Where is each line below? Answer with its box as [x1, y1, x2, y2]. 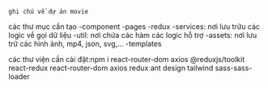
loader [8, 72, 30, 81]
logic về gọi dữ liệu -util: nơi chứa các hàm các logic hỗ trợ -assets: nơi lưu [8, 31, 257, 40]
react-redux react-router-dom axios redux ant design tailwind [8, 63, 214, 73]
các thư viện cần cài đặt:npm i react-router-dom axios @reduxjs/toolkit [8, 55, 245, 64]
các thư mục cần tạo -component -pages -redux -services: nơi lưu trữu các [8, 22, 261, 31]
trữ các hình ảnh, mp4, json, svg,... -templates [8, 39, 162, 48]
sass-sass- [215, 63, 253, 73]
